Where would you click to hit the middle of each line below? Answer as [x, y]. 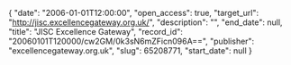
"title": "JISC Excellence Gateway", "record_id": [96, 32]
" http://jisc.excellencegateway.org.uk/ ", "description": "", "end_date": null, [145, 22]
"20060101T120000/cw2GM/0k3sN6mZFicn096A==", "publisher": [132, 41]
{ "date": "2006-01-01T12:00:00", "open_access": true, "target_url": [134, 13]
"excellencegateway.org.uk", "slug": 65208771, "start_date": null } [131, 51]
